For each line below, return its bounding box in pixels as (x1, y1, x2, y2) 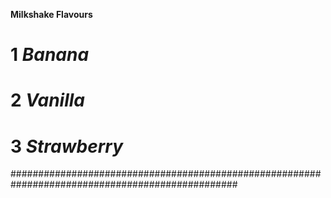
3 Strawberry (10, 135, 124, 158)
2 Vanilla (10, 89, 86, 112)
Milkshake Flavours (10, 9, 93, 20)
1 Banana (10, 44, 90, 66)
